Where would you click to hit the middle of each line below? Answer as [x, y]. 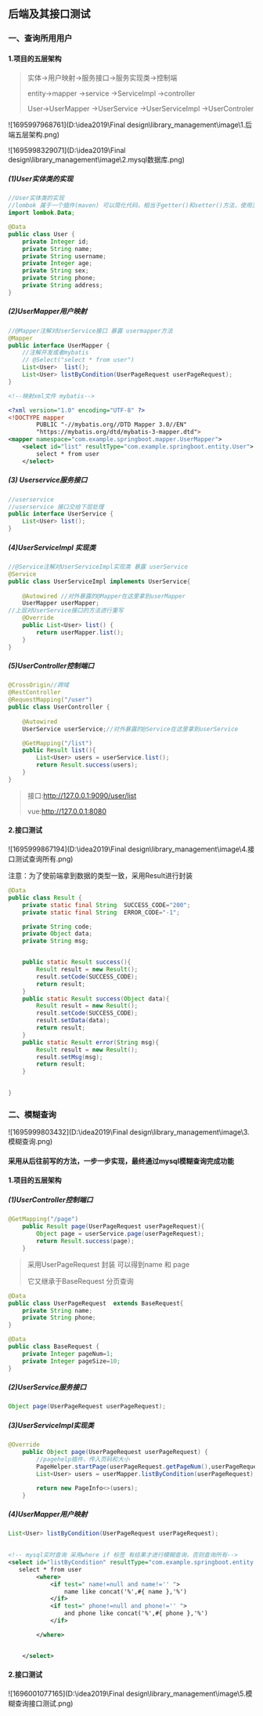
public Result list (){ [59, 751]
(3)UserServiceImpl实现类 [51, 1425]
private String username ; [65, 256]
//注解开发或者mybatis [56, 353]
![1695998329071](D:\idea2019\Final [67, 150]
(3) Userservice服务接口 [48, 480]
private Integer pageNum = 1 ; [68, 1353]
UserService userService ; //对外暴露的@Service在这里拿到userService [130, 729]
